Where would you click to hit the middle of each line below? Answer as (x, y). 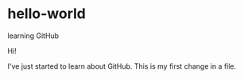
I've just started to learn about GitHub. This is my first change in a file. (122, 66)
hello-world (47, 14)
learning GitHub (33, 36)
